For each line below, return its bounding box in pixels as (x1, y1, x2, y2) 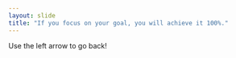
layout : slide (8, 11, 56, 20)
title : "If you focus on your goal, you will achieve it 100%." (8, 19, 229, 27)
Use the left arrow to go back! (8, 41, 107, 50)
